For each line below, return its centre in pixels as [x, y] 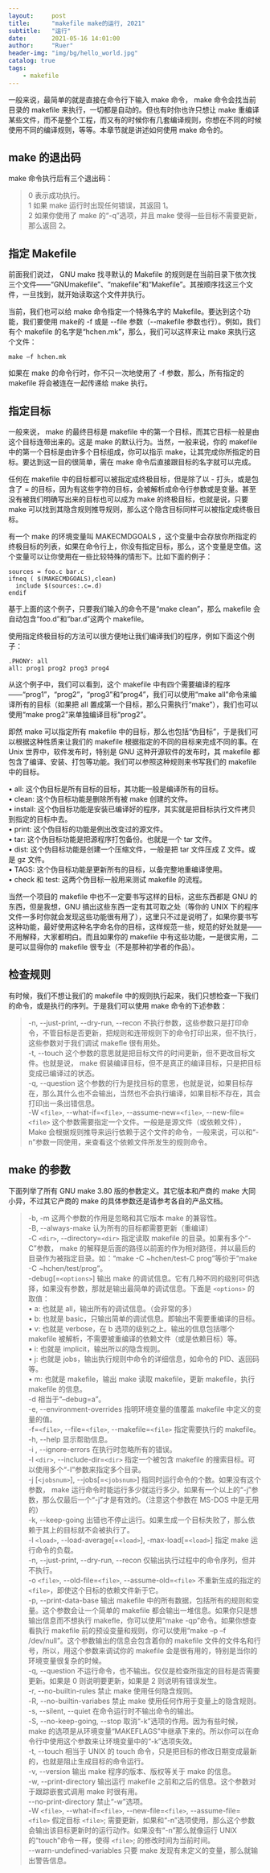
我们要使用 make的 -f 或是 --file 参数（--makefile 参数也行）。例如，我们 [141, 322]
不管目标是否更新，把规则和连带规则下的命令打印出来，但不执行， [151, 1033]
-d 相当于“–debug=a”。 [67, 1399]
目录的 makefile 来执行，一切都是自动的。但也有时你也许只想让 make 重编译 [134, 109]
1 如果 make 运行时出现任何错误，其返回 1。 [100, 205]
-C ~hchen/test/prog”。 [67, 1268]
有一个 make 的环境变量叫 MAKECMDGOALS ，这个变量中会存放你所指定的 [133, 537]
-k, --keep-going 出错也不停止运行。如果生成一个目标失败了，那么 [138, 1520]
